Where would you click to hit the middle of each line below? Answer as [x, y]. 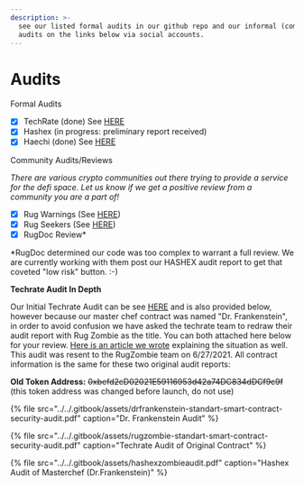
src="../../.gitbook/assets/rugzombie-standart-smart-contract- [152, 436]
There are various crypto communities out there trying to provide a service [149, 178]
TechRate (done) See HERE [74, 122]
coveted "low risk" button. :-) [64, 271]
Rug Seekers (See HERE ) [69, 224]
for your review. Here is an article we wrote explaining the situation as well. [149, 344]
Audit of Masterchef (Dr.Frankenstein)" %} [89, 472]
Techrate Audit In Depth [56, 289]
